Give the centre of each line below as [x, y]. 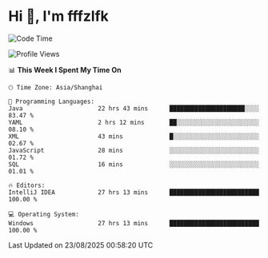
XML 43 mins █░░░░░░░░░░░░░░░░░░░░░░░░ [134, 136]
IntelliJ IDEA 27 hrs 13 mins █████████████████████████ [134, 192]
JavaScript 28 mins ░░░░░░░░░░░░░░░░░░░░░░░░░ [134, 150]
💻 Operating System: [44, 214]
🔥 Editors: [27, 185]
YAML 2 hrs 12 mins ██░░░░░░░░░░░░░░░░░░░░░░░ [134, 122]
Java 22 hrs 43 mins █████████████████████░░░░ [134, 108]
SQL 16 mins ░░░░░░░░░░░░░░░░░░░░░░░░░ [134, 164]
